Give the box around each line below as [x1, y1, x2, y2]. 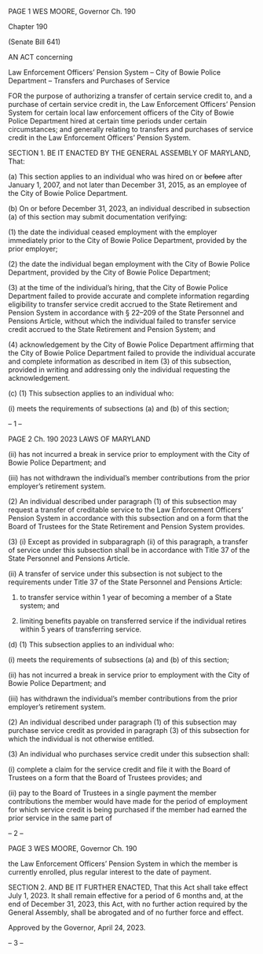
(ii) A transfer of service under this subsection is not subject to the [8, 569, 223, 578]
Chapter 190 [8, 22, 48, 31]
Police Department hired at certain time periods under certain [8, 116, 207, 125]
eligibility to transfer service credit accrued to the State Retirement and [8, 300, 238, 309]
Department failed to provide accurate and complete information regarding [8, 291, 250, 300]
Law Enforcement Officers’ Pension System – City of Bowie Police [8, 68, 221, 77]
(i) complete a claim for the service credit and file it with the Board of [8, 764, 231, 774]
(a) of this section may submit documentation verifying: [8, 212, 188, 221]
